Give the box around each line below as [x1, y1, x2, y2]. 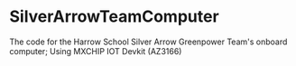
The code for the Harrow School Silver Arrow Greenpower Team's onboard [9, 36, 288, 47]
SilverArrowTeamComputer [9, 6, 219, 27]
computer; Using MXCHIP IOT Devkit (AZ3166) [9, 45, 182, 56]
